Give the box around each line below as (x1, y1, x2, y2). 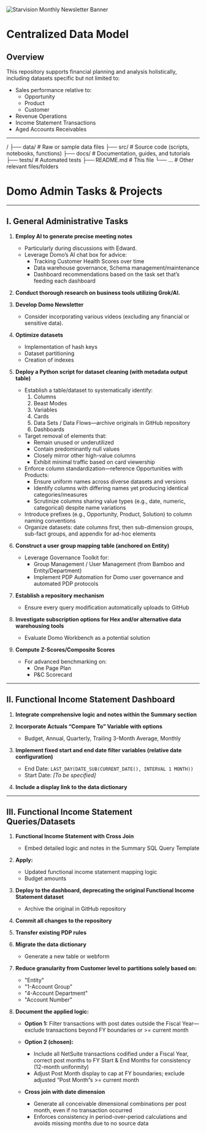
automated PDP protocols (33, 580, 99, 587)
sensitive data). (24, 319, 63, 327)
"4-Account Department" (24, 989, 88, 997)
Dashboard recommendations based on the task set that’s (33, 270, 180, 278)
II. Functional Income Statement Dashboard (6, 695, 175, 705)
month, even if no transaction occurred (33, 1107, 132, 1114)
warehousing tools (15, 622, 64, 629)
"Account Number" (24, 996, 72, 1003)
